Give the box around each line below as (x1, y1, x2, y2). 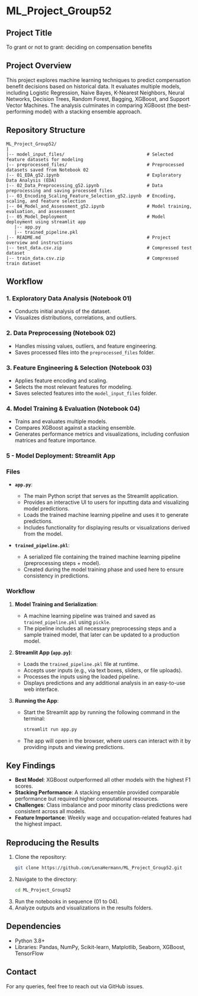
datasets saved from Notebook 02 (6, 167, 89, 173)
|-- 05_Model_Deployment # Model (6, 214, 166, 220)
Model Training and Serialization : (14, 601, 98, 608)
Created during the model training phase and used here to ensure (23, 566, 184, 573)
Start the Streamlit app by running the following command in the (23, 708, 180, 716)
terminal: (23, 715, 46, 722)
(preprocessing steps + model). (23, 560, 101, 567)
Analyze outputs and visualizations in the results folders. (14, 904, 153, 911)
